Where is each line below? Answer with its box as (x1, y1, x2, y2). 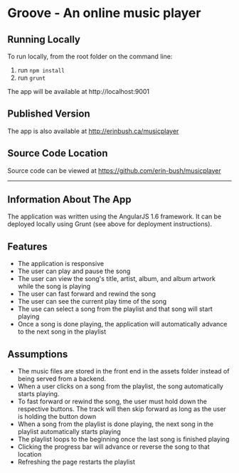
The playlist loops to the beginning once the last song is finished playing (17, 435, 230, 444)
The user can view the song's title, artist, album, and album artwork (17, 275, 216, 283)
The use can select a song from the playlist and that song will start (17, 304, 213, 314)
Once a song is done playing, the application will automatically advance (17, 320, 228, 329)
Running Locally (7, 33, 80, 46)
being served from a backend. (17, 375, 107, 383)
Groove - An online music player (7, 5, 201, 21)
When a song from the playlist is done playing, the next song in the (17, 420, 214, 428)
